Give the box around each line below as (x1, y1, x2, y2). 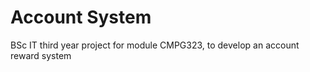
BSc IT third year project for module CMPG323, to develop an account (10, 39, 300, 51)
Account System (10, 6, 152, 29)
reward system (10, 49, 72, 61)
